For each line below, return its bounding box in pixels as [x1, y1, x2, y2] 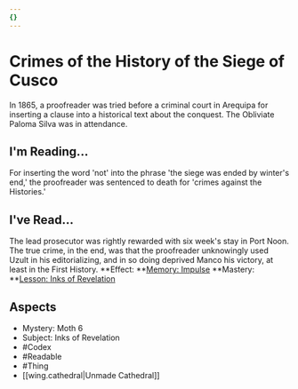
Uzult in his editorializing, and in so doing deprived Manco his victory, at [9, 255, 274, 266]
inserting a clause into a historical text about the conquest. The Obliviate [9, 108, 275, 120]
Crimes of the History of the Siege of [9, 51, 285, 71]
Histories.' [9, 187, 46, 197]
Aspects [9, 299, 57, 314]
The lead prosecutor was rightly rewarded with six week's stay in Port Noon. [9, 236, 289, 247]
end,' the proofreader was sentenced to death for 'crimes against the [9, 177, 262, 187]
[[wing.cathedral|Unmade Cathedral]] [21, 370, 160, 380]
